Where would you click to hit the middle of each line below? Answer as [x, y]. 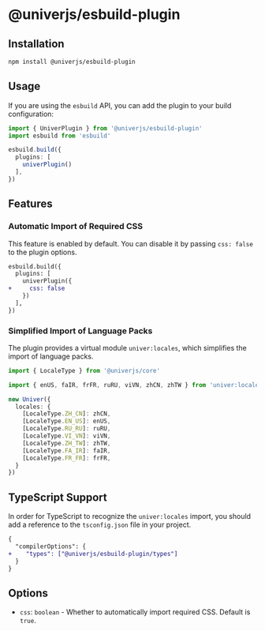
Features [30, 204]
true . [28, 621]
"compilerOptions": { [51, 546]
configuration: [31, 114]
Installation [36, 44]
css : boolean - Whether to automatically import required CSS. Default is [135, 612]
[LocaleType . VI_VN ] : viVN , [67, 436]
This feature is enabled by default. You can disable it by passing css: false [131, 243]
